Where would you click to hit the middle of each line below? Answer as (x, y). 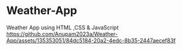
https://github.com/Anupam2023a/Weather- (62, 34)
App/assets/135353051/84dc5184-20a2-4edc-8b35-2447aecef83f (91, 40)
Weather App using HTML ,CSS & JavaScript (63, 27)
